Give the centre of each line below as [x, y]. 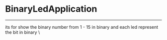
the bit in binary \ [23, 32]
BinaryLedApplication [51, 9]
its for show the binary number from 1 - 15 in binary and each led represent [82, 27]
